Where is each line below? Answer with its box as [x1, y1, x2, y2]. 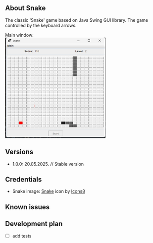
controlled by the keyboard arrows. [5, 22, 77, 28]
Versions [5, 148, 34, 156]
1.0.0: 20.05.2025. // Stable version [12, 161, 84, 167]
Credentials [5, 176, 42, 184]
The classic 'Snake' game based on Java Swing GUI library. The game [5, 17, 149, 23]
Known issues [5, 203, 50, 211]
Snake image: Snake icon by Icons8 [12, 188, 85, 194]
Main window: [5, 32, 34, 38]
